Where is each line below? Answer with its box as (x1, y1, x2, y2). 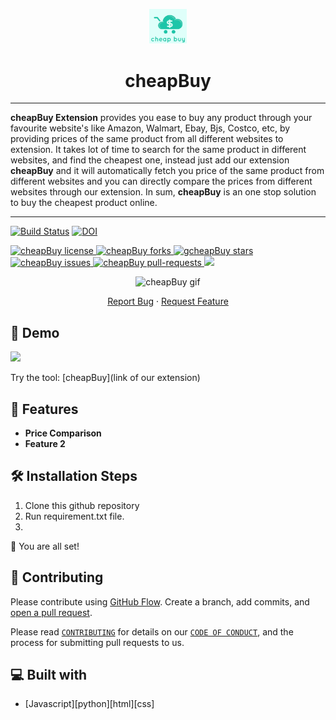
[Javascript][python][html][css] (24, 698, 155, 710)
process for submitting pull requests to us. (10, 636, 185, 648)
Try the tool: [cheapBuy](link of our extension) (10, 372, 201, 384)
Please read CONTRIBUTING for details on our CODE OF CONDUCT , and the (10, 625, 294, 638)
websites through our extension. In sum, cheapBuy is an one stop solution (10, 186, 317, 198)
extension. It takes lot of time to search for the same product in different (10, 144, 307, 156)
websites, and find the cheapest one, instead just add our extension (10, 154, 290, 166)
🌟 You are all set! (10, 540, 80, 552)
